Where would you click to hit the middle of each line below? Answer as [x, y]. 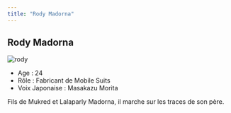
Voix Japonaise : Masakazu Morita [68, 88]
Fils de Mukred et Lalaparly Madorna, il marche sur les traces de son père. [116, 102]
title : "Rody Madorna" [41, 14]
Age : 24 [30, 73]
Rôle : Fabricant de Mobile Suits [64, 81]
